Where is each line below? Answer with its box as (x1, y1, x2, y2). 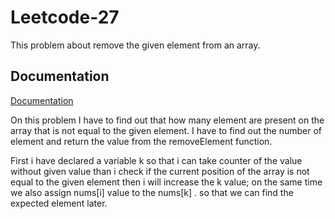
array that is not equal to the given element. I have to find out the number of (10, 124, 322, 136)
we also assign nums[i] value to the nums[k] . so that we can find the (10, 186, 294, 198)
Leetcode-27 (10, 6, 120, 29)
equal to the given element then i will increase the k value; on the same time (10, 176, 323, 188)
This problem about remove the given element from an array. (10, 39, 261, 51)
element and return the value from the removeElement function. (10, 135, 273, 147)
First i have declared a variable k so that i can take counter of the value (10, 154, 303, 166)
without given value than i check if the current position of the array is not (10, 165, 310, 177)
